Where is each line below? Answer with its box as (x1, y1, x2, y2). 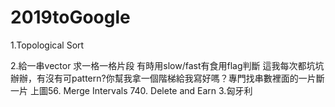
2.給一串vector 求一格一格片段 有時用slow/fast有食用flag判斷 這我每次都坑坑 (10, 59, 325, 71)
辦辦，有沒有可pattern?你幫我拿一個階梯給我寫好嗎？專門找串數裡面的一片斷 (10, 72, 325, 84)
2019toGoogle (10, 6, 131, 29)
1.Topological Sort (10, 39, 85, 51)
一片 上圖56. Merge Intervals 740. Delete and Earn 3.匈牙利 (10, 84, 253, 96)
